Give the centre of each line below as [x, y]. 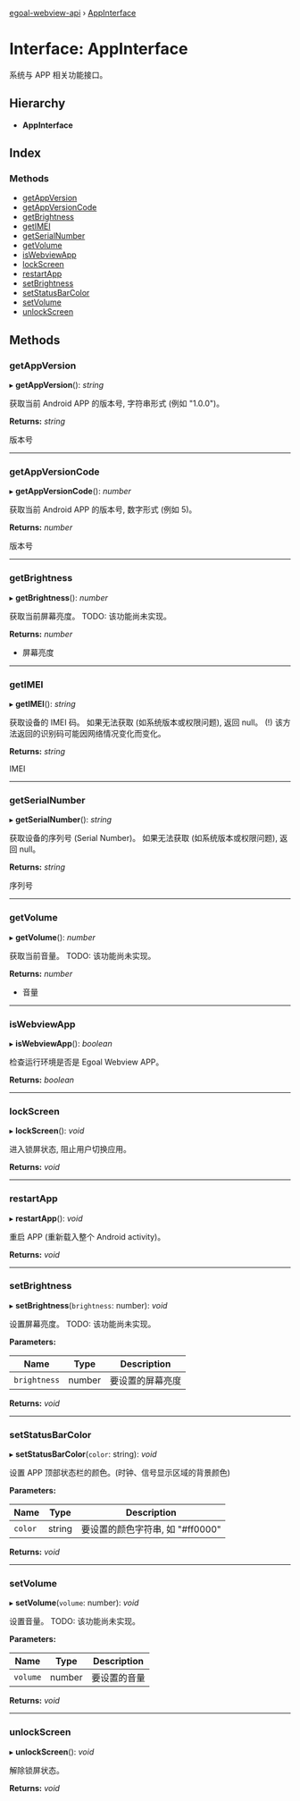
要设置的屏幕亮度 [145, 1380]
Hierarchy [37, 103]
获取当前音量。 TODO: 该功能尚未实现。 [83, 955]
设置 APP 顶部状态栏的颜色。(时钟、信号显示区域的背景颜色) [120, 1473]
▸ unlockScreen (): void [52, 1752]
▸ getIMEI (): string [42, 704]
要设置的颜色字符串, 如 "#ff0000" [151, 1529]
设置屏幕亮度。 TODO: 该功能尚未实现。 [83, 1324]
